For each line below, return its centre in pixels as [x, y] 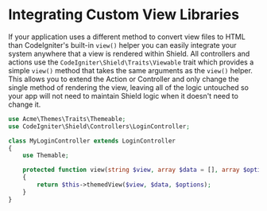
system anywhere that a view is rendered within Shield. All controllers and [129, 53]
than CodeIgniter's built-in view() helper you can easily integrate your [122, 45]
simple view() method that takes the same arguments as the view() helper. [130, 70]
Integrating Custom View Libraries [124, 15]
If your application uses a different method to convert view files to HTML [127, 37]
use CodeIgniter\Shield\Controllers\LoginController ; [99, 126]
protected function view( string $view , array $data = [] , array [131, 170]
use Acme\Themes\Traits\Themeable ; [67, 119]
